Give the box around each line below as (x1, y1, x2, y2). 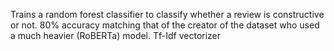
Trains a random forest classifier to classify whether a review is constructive (10, 9, 325, 20)
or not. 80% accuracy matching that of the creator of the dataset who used (10, 19, 320, 31)
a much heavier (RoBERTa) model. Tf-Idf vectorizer (10, 30, 222, 41)
